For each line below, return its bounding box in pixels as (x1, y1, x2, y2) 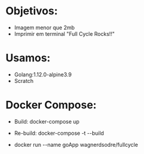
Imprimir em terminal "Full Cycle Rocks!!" (14, 30, 115, 37)
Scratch (14, 77, 34, 84)
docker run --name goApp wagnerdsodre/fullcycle (14, 141, 138, 148)
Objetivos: (5, 4, 58, 18)
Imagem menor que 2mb (14, 24, 75, 31)
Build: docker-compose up (14, 118, 80, 125)
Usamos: (5, 51, 51, 65)
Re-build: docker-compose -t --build (14, 130, 105, 137)
